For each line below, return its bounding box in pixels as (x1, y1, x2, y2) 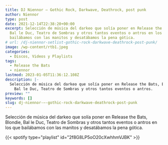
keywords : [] (5, 95, 32, 100)
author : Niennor (5, 12, 39, 17)
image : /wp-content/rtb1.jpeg (5, 44, 68, 49)
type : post (5, 16, 28, 21)
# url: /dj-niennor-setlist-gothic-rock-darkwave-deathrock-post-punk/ (5, 40, 157, 45)
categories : (5, 49, 30, 54)
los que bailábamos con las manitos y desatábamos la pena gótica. (5, 124, 143, 130)
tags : (5, 58, 16, 63)
